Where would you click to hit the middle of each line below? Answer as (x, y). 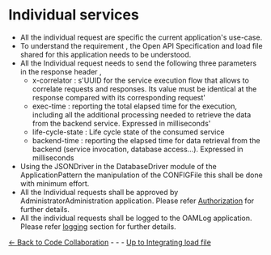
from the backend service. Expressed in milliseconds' (121, 123)
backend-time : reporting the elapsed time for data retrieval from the (146, 140)
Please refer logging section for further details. (98, 226)
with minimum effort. (55, 183)
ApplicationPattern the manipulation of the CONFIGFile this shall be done (141, 175)
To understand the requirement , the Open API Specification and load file (141, 45)
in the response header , (61, 71)
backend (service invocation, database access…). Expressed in (138, 149)
